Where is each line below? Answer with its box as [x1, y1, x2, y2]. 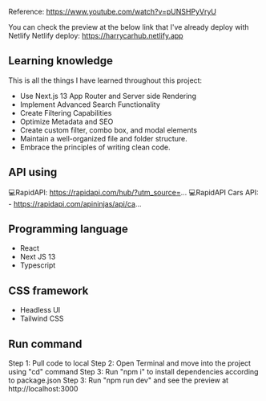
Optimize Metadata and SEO [19, 117, 114, 126]
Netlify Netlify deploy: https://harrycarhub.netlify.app [8, 31, 183, 40]
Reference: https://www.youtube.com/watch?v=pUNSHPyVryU [8, 7, 216, 16]
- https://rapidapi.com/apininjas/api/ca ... [8, 198, 142, 208]
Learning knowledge [8, 54, 114, 68]
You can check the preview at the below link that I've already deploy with [8, 23, 250, 31]
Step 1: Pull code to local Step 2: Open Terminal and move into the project [8, 358, 251, 368]
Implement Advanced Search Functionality [19, 100, 160, 109]
